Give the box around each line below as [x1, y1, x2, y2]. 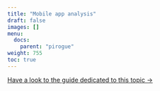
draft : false [7, 17, 46, 24]
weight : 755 [7, 50, 42, 57]
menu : [7, 30, 23, 37]
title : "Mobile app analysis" [7, 10, 97, 18]
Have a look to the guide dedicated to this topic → [7, 75, 154, 84]
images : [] [7, 23, 40, 30]
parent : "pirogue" [20, 43, 74, 50]
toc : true [7, 56, 37, 63]
